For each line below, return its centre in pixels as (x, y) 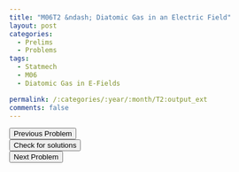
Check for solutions (45, 146)
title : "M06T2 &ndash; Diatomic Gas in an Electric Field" (120, 17)
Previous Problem (43, 134)
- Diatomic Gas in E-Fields (69, 83)
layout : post (33, 26)
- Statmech (37, 67)
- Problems (37, 51)
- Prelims (35, 42)
